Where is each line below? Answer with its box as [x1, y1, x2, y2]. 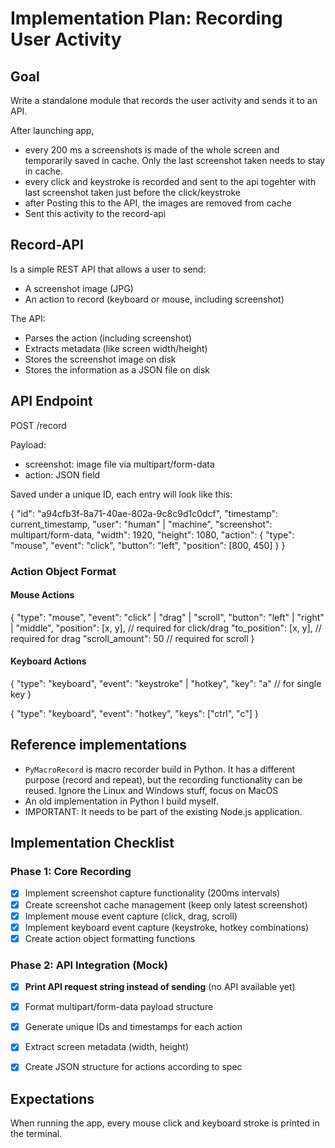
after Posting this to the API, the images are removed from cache [24, 197, 292, 209]
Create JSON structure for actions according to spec [24, 1061, 243, 1073]
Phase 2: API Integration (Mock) [10, 958, 168, 972]
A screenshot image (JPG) [24, 282, 134, 294]
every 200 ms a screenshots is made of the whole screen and [24, 144, 280, 156]
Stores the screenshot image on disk [24, 353, 177, 365]
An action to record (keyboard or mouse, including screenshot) [24, 293, 285, 305]
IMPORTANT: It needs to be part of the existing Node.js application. [24, 805, 303, 817]
